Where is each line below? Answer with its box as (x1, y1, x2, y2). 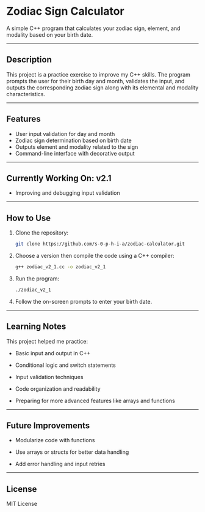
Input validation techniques (15, 373, 84, 380)
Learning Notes (6, 322, 67, 332)
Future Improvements (6, 421, 90, 431)
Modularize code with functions (15, 437, 95, 444)
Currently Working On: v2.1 (6, 173, 112, 183)
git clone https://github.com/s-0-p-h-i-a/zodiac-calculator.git (15, 241, 185, 247)
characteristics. (6, 90, 46, 97)
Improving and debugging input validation (15, 189, 120, 197)
